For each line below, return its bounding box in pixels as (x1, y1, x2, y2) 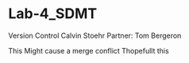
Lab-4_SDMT (8, 5, 98, 23)
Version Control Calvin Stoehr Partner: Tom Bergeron (8, 31, 182, 40)
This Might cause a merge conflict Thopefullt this (8, 46, 169, 55)
